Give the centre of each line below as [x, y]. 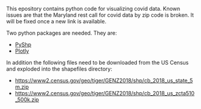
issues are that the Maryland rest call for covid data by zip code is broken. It [100, 15]
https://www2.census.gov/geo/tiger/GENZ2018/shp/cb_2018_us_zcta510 [105, 93]
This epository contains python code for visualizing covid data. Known [93, 9]
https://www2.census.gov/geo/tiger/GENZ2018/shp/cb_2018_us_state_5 [104, 81]
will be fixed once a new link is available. [56, 21]
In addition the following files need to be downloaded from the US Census [97, 63]
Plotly [22, 51]
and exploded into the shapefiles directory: [59, 69]
